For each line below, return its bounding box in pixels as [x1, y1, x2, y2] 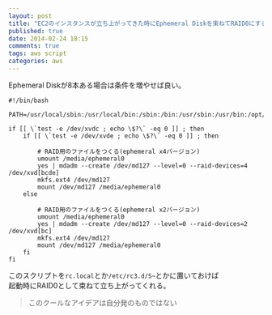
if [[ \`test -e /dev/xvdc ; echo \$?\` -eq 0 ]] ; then [8, 125, 205, 133]
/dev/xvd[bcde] [8, 168, 60, 177]
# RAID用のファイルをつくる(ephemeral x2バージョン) [37, 206, 201, 214]
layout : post [8, 11, 53, 20]
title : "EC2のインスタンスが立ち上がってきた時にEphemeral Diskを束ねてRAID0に [8, 19, 255, 28]
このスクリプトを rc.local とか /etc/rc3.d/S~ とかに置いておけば [8, 270, 219, 280]
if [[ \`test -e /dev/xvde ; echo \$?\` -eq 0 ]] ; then [23, 131, 219, 140]
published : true [8, 27, 63, 35]
